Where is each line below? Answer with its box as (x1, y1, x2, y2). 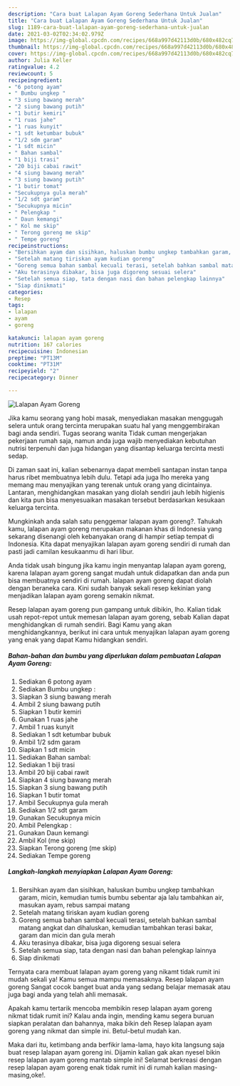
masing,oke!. (8, 1070, 46, 1079)
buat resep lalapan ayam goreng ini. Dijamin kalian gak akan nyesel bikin (8, 1048, 220, 1056)
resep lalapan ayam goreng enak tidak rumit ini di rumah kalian (8, 1062, 192, 1072)
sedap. (8, 451, 28, 460)
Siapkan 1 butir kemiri (18, 707, 82, 716)
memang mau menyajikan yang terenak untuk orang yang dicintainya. (8, 480, 212, 489)
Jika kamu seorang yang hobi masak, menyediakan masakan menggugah (8, 414, 224, 422)
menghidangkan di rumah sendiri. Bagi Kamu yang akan (8, 620, 172, 629)
